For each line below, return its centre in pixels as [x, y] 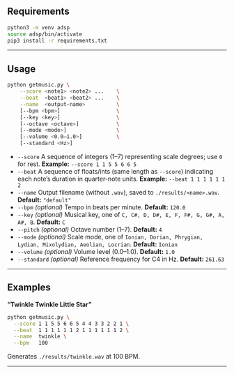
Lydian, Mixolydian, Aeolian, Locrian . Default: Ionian [97, 244]
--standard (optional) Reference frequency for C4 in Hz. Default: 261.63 [121, 259]
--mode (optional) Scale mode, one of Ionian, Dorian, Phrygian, [110, 237]
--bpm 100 [31, 343]
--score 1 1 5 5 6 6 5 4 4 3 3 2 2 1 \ [71, 324]
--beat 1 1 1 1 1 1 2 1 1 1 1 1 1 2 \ [71, 330]
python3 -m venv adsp [39, 27]
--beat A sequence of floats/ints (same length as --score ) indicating [115, 171]
